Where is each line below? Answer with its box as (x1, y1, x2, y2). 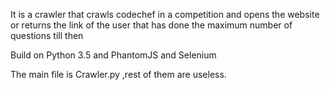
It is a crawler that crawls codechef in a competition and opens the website (10, 9, 320, 20)
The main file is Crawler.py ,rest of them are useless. (10, 69, 227, 80)
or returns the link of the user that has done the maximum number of (10, 19, 293, 31)
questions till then (10, 30, 84, 41)
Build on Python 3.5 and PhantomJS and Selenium (10, 49, 217, 61)
